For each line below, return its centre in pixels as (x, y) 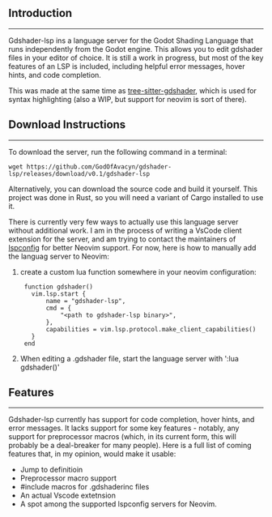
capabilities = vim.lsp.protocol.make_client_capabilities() (151, 329)
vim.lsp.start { (59, 294)
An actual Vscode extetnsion (68, 496)
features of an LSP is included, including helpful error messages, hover (127, 66)
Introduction (40, 13)
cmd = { (59, 308)
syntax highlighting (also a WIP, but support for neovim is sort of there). (127, 99)
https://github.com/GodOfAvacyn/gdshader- (99, 167)
